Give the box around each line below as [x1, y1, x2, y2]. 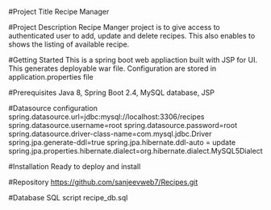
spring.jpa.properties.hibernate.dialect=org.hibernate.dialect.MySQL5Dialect [8, 146, 263, 155]
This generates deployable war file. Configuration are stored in [8, 64, 217, 73]
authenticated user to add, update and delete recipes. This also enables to [8, 31, 256, 40]
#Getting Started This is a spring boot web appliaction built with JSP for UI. [8, 56, 258, 64]
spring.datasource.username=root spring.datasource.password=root [8, 121, 238, 130]
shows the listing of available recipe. [8, 39, 130, 49]
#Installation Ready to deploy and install [8, 162, 141, 171]
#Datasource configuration [8, 104, 98, 113]
